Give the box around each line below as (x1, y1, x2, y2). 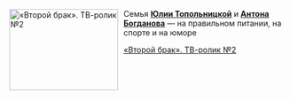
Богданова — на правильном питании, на (123, 18, 282, 28)
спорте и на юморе (123, 27, 197, 38)
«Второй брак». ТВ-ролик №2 (123, 44, 237, 55)
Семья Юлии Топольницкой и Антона (123, 9, 270, 19)
